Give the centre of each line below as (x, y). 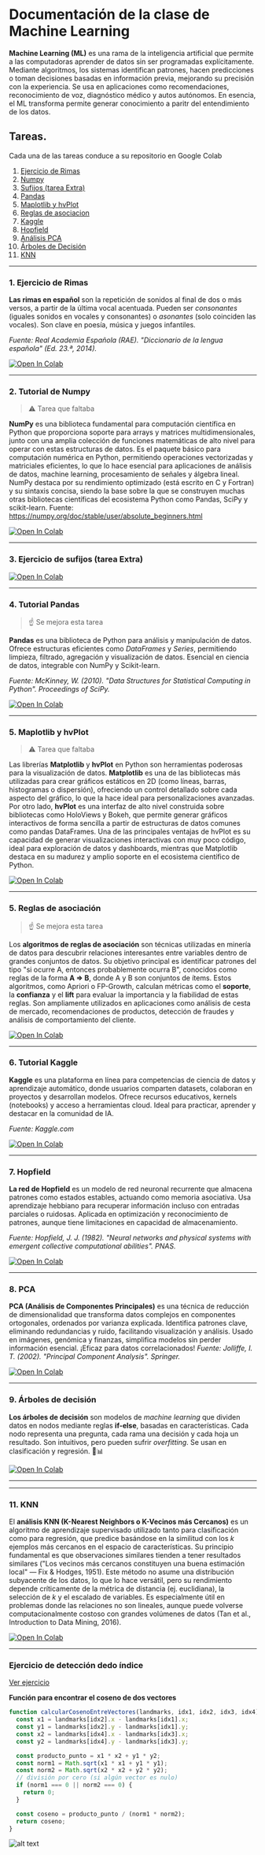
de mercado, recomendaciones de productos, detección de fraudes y (121, 1011)
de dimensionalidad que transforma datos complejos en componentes (122, 1315)
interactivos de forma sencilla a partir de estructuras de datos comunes (125, 823)
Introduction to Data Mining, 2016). (65, 1622)
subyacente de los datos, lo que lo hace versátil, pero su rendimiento (121, 1581)
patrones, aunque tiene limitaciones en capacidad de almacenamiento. (123, 1222)
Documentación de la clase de (109, 15)
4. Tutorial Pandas (44, 604)
